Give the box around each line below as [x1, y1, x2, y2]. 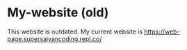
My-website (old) [7, 5, 109, 21]
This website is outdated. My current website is [7, 27, 143, 36]
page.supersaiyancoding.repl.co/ [7, 34, 102, 42]
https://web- [143, 27, 180, 36]
